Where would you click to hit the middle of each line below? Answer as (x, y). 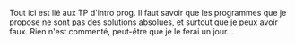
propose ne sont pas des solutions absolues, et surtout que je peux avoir (144, 22)
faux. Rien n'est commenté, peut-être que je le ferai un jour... (121, 31)
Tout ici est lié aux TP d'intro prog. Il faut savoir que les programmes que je (148, 13)
